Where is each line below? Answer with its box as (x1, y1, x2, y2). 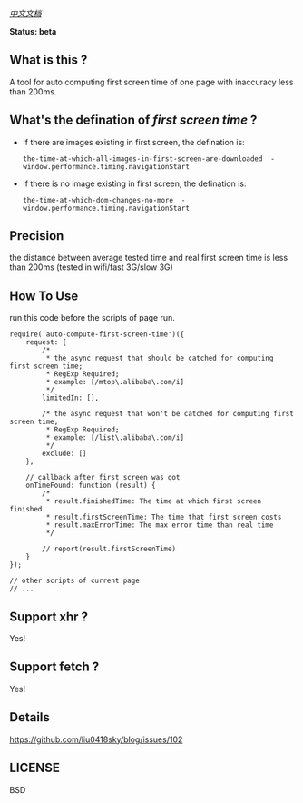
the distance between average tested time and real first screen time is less (9, 253, 288, 263)
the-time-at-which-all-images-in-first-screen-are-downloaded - (22, 154, 275, 164)
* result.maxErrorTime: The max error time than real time (45, 520, 274, 530)
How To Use (9, 288, 79, 303)
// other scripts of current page (9, 576, 141, 586)
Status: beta (9, 26, 57, 36)
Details (9, 709, 50, 725)
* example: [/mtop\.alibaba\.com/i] (45, 378, 184, 387)
